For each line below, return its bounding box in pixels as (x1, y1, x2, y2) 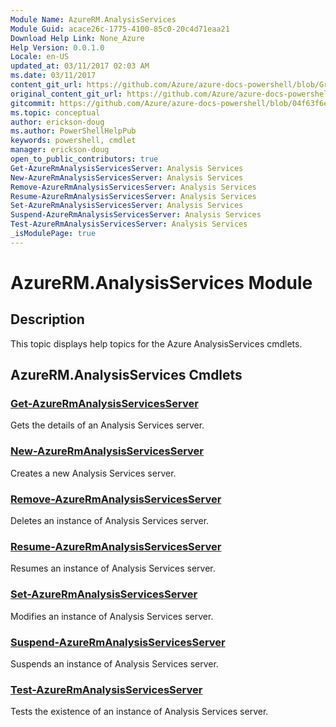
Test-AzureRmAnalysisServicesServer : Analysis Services (10, 219, 248, 230)
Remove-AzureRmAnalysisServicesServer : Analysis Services (10, 182, 257, 192)
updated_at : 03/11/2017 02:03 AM (10, 61, 150, 71)
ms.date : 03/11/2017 (10, 71, 97, 81)
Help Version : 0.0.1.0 (10, 42, 105, 53)
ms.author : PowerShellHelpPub (10, 126, 137, 136)
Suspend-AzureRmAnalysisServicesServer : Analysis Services (10, 210, 262, 220)
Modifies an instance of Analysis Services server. (10, 610, 214, 622)
